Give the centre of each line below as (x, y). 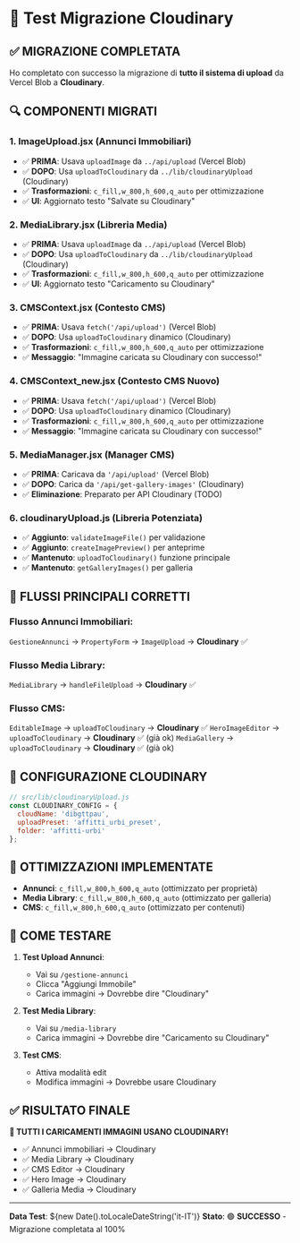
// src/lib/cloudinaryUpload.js (69, 797)
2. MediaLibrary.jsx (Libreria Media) (88, 225)
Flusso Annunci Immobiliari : (71, 621)
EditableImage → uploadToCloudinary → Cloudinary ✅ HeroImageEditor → (145, 728)
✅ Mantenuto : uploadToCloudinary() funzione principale (126, 558)
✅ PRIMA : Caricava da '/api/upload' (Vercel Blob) (116, 474)
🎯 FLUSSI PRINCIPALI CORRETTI (100, 596)
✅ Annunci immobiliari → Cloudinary (89, 1149)
